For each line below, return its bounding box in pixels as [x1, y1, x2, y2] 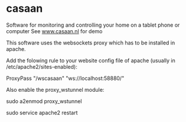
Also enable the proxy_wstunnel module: [6, 86, 105, 93]
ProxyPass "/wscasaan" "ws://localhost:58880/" [6, 75, 125, 82]
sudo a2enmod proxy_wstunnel [6, 97, 82, 105]
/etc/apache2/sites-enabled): [6, 63, 78, 70]
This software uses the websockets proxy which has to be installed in [6, 39, 175, 46]
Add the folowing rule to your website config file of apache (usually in [6, 57, 175, 64]
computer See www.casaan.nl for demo [6, 27, 103, 34]
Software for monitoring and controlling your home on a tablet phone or [6, 21, 180, 28]
